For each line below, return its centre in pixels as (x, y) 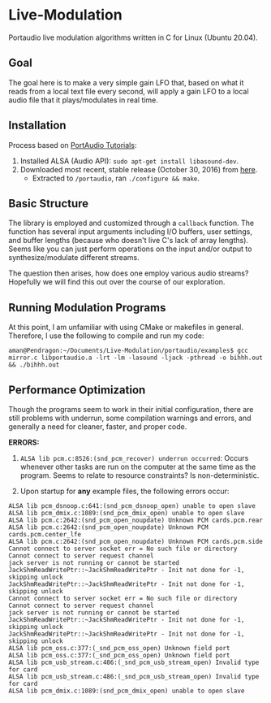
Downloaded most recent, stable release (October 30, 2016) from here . (139, 169)
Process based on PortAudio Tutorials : (73, 145)
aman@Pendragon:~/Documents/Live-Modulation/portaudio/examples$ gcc (129, 351)
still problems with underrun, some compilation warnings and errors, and (130, 418)
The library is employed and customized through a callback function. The (131, 223)
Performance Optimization (77, 390)
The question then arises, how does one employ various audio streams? (129, 273)
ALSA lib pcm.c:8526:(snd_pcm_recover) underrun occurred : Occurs (134, 458)
